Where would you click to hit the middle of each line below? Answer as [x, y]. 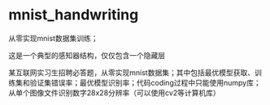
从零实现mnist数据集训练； [53, 38]
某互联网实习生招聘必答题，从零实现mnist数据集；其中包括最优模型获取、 [131, 72]
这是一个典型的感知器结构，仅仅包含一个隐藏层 [87, 55]
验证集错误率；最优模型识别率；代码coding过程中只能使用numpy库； [146, 82]
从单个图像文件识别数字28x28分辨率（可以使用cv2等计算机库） [115, 92]
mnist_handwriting [74, 15]
